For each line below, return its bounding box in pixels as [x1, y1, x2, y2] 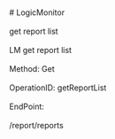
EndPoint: [9, 101, 44, 112]
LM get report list [9, 45, 73, 55]
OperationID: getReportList [9, 82, 107, 93]
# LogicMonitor [9, 7, 65, 18]
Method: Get [9, 64, 55, 73]
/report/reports [9, 120, 64, 130]
